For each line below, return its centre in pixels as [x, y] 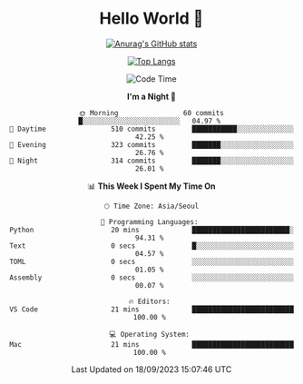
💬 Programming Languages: [149, 222]
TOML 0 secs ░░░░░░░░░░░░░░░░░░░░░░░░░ [151, 261]
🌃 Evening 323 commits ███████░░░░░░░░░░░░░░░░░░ [151, 144]
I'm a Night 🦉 [151, 96]
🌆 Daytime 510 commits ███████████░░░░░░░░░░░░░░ [151, 129]
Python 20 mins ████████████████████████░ [151, 230]
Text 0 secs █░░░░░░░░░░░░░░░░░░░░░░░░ [151, 246]
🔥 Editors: [149, 301]
